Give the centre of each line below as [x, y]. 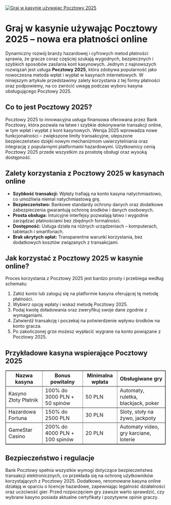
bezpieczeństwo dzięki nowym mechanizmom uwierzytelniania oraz [77, 141]
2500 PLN [58, 418]
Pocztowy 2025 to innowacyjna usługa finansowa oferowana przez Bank [81, 119]
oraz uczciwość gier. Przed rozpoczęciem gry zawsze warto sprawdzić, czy [85, 492]
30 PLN [94, 415]
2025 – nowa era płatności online [76, 39]
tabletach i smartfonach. [38, 231]
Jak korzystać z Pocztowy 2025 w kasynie [74, 258]
